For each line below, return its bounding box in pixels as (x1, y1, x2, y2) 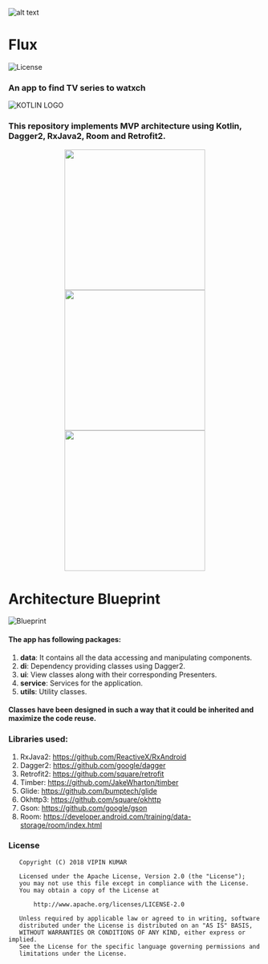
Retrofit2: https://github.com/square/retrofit (19, 769, 164, 779)
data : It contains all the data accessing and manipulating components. (19, 653, 253, 662)
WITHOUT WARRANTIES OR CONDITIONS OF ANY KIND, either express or (18, 928, 246, 937)
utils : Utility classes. (19, 686, 87, 696)
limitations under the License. (18, 950, 128, 958)
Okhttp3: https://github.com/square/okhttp (19, 795, 162, 804)
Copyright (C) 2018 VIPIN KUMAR (18, 858, 128, 866)
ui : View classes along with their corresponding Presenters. (19, 669, 217, 679)
